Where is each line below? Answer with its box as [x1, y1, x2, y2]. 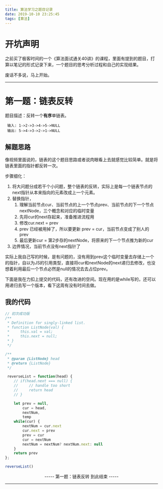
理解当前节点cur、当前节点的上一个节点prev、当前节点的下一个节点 [19, 202, 154, 207]
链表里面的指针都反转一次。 [5, 163, 61, 169]
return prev [14, 451, 38, 456]
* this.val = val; [7, 329, 53, 334]
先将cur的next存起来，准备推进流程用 [19, 214, 95, 220]
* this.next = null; [7, 334, 57, 339]
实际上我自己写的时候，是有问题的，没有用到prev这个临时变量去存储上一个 [5, 254, 154, 260]
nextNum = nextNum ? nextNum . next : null [22, 442, 103, 447]
